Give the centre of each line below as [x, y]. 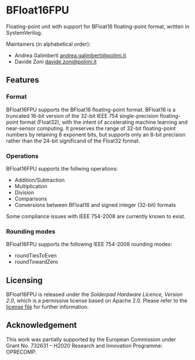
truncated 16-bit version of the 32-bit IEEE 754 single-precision [83, 116]
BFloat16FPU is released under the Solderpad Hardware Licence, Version [95, 294]
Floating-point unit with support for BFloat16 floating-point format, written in [98, 26]
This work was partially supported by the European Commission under [91, 339]
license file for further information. [47, 307]
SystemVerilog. [24, 32]
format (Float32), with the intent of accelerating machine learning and [104, 122]
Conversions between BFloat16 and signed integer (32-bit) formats [95, 205]
